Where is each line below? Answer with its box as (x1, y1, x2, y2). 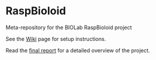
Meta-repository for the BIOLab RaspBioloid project (5, 24, 132, 31)
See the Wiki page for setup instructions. (5, 35, 106, 42)
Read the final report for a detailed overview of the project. (5, 46, 151, 54)
